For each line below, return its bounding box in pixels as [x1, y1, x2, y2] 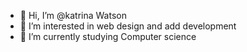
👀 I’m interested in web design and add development [19, 20, 237, 32]
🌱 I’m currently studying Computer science [19, 31, 197, 42]
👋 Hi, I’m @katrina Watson [19, 10, 127, 21]
